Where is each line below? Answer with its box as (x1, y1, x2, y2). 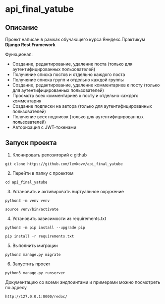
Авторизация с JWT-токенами (12, 124, 77, 130)
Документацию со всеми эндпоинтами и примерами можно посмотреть (5, 279, 161, 285)
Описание (5, 23, 38, 32)
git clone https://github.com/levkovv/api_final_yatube (5, 161, 123, 166)
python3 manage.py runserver (5, 270, 65, 275)
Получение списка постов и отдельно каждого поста (12, 72, 125, 77)
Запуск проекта (5, 139, 57, 147)
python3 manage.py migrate (5, 252, 61, 257)
